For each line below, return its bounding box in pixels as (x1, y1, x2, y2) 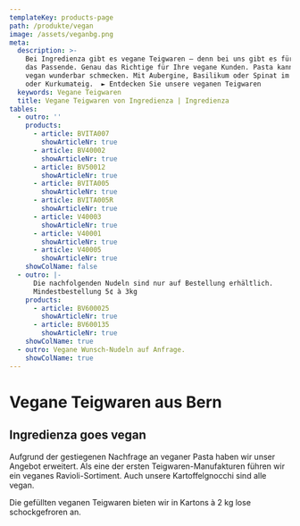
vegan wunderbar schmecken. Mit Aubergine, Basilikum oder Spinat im (25, 71, 290, 80)
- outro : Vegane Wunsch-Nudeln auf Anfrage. (17, 345, 186, 354)
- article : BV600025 (32, 304, 110, 313)
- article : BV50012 (32, 163, 105, 171)
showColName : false (25, 263, 98, 271)
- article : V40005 (32, 246, 102, 255)
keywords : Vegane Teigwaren (17, 88, 122, 96)
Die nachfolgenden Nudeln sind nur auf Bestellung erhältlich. (32, 279, 274, 288)
